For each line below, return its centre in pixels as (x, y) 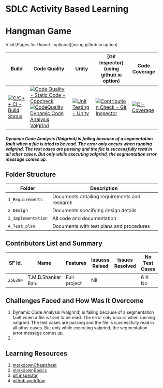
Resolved (125, 266)
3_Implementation (28, 218)
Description (104, 188)
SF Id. (15, 263)
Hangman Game (38, 31)
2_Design (18, 210)
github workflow (29, 380)
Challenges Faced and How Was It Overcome (75, 300)
